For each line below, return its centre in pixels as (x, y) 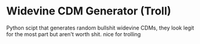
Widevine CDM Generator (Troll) (89, 11)
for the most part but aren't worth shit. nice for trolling (74, 34)
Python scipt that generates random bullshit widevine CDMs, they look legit (100, 28)
